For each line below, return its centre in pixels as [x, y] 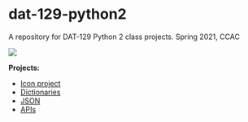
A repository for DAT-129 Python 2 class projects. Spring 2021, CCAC [124, 37]
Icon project [40, 83]
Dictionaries [40, 92]
